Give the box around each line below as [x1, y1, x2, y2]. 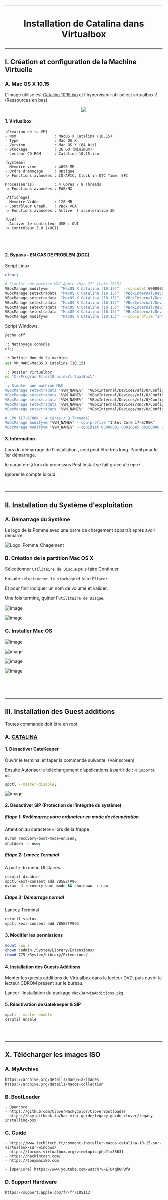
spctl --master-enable [5, 1012, 52, 1017]
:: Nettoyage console [5, 342, 50, 347]
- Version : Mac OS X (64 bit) [5, 143, 97, 148]
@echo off [5, 333, 26, 338]
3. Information [5, 435, 35, 442]
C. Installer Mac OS [5, 627, 53, 634]
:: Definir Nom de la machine [5, 355, 68, 361]
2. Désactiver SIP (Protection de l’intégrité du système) [5, 802, 122, 808]
